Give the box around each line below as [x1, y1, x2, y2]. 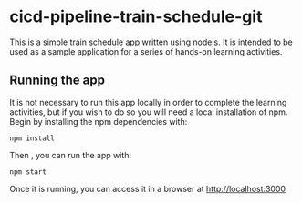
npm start [9, 167, 47, 177]
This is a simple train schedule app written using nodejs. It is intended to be [9, 36, 294, 47]
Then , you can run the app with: [9, 149, 132, 160]
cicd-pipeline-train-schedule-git [9, 6, 263, 27]
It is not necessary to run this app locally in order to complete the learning [9, 96, 287, 107]
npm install [9, 134, 55, 143]
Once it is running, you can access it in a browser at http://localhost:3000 [9, 183, 286, 194]
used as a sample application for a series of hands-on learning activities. [9, 46, 283, 56]
